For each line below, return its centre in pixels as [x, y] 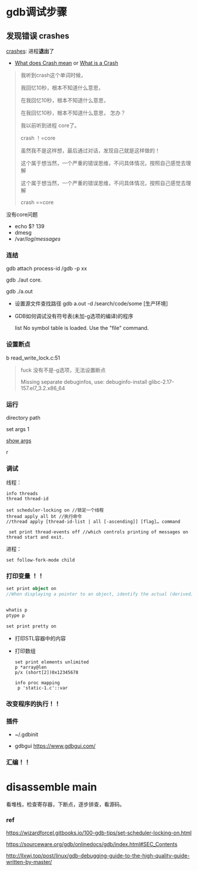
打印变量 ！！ [25, 576]
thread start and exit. [35, 538]
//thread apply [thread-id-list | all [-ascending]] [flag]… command [93, 522]
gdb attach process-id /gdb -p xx [47, 268]
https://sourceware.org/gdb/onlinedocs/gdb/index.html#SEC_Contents [92, 844]
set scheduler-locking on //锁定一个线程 [55, 510]
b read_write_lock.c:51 [33, 358]
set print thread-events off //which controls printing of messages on [98, 532]
